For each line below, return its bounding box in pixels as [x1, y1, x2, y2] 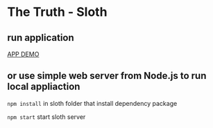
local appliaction [7, 81, 80, 93]
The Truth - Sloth [7, 4, 108, 20]
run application [7, 32, 74, 44]
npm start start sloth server [7, 112, 86, 121]
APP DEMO [7, 50, 40, 58]
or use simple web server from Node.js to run [7, 70, 207, 82]
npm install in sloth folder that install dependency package [7, 99, 178, 107]
